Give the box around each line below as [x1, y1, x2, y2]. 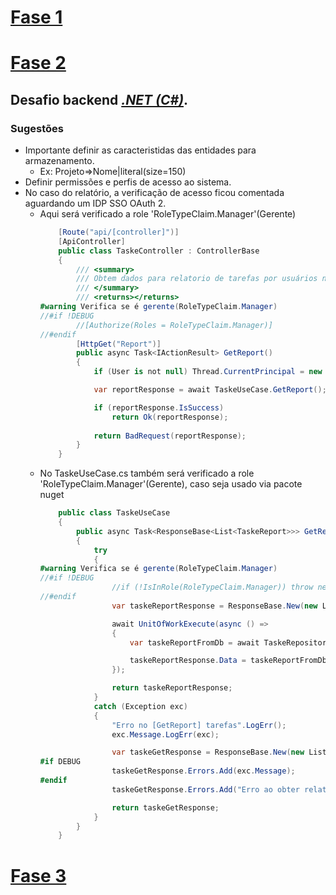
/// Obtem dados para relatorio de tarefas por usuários [75, 274, 318, 284]
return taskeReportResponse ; [111, 683, 233, 693]
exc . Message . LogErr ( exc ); [111, 729, 220, 740]
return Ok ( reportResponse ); [111, 412, 229, 422]
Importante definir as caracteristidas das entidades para [24, 144, 257, 156]
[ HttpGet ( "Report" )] [75, 339, 162, 349]
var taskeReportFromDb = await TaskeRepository [129, 637, 332, 648]
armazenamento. [24, 155, 95, 167]
